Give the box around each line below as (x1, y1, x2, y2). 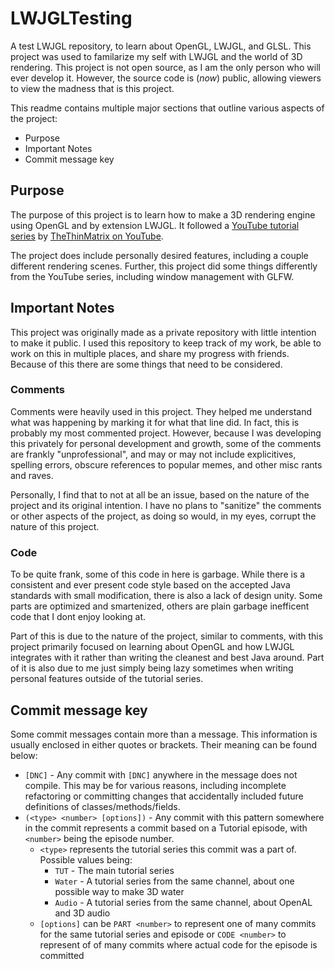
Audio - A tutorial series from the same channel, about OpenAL (54, 896, 313, 908)
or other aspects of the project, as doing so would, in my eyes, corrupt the (10, 510, 317, 522)
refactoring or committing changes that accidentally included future (24, 790, 304, 802)
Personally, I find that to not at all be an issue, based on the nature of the (10, 488, 310, 501)
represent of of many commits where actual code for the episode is (39, 938, 318, 951)
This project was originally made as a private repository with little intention (10, 326, 317, 338)
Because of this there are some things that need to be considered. (10, 358, 283, 370)
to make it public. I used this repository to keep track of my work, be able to (10, 337, 322, 349)
